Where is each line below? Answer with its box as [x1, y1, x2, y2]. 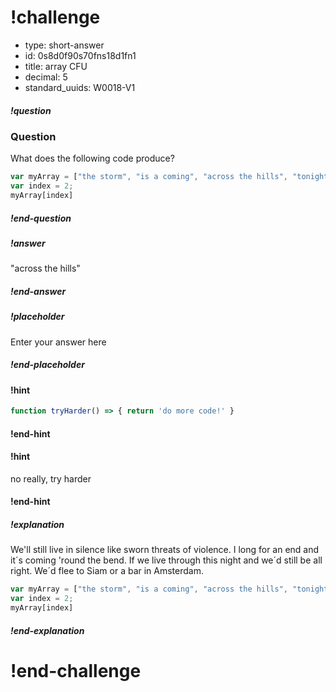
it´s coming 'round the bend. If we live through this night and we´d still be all [10, 554, 323, 566]
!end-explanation [10, 624, 85, 636]
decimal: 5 [24, 71, 68, 83]
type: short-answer [24, 39, 105, 51]
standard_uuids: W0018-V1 [24, 81, 136, 93]
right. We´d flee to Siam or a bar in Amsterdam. [10, 565, 204, 577]
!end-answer [10, 285, 67, 297]
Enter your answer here [10, 336, 107, 348]
